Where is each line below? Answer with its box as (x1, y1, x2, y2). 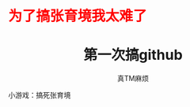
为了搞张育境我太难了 (8, 7, 148, 25)
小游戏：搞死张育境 (8, 90, 71, 100)
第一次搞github (82, 46, 184, 64)
